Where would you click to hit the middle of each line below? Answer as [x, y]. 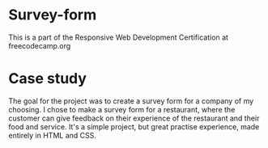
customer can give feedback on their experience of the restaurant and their [134, 118]
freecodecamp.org [40, 45]
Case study [48, 79]
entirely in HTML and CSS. [53, 135]
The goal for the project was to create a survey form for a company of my [131, 101]
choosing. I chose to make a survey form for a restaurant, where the [122, 109]
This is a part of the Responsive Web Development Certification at [119, 37]
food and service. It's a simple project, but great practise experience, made [134, 126]
